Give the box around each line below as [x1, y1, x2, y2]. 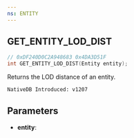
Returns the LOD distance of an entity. [7, 73, 116, 81]
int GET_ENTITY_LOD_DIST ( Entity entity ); [7, 60, 128, 68]
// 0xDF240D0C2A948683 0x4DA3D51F [7, 54, 107, 61]
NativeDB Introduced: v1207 [7, 86, 88, 93]
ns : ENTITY [7, 10, 39, 17]
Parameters [7, 105, 59, 117]
